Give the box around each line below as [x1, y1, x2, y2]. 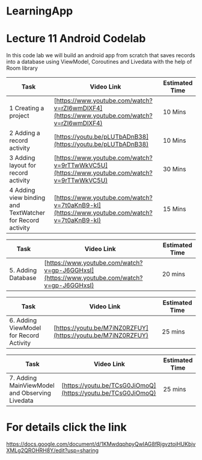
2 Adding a [9, 129, 40, 137]
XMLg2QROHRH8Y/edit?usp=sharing [6, 447, 99, 454]
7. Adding [9, 374, 37, 382]
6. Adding [9, 316, 37, 325]
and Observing [9, 389, 51, 397]
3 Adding [9, 154, 35, 162]
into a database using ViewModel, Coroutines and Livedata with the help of [6, 58, 192, 66]
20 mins [162, 270, 185, 278]
